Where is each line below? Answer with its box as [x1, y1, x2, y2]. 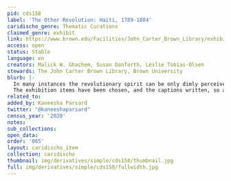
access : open [7, 42, 45, 49]
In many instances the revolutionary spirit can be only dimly [13, 81, 198, 87]
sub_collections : [7, 125, 57, 132]
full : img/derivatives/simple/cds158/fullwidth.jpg [7, 163, 158, 171]
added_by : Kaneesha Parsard [7, 100, 88, 107]
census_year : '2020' [7, 112, 67, 119]
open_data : [7, 131, 38, 138]
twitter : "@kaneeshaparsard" [7, 106, 91, 113]
